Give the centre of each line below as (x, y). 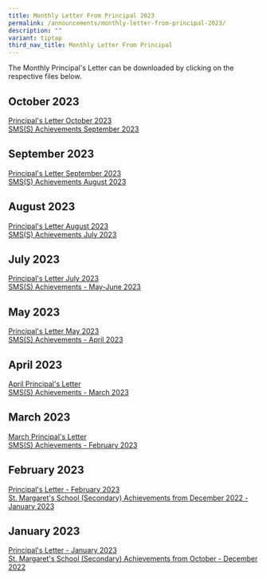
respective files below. (45, 76)
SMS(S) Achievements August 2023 (67, 182)
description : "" (35, 30)
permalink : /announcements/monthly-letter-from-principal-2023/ (117, 23)
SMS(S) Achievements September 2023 (74, 129)
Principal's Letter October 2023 (60, 120)
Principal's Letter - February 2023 (64, 489)
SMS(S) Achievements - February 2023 (73, 445)
